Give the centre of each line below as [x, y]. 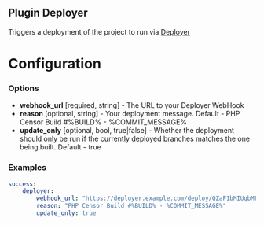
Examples [27, 168]
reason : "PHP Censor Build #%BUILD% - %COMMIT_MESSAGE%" [131, 206]
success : [22, 184]
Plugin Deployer [48, 13]
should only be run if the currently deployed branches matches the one [134, 139]
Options [24, 88]
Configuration [55, 64]
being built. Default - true [60, 147]
